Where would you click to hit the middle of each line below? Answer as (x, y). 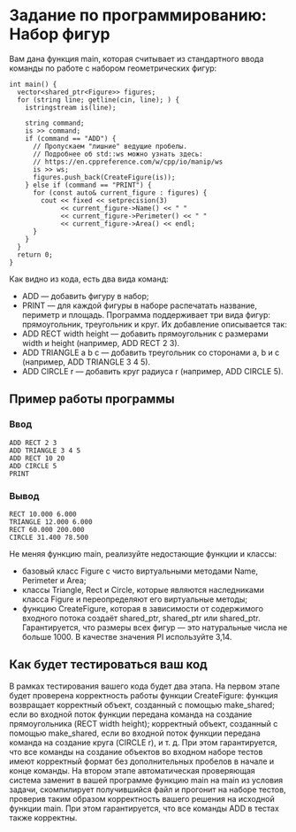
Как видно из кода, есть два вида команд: (89, 279)
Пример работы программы (92, 399)
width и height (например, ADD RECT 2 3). (101, 343)
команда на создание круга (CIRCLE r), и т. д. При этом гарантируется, (144, 742)
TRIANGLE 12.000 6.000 (51, 522)
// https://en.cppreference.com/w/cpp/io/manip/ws (128, 162)
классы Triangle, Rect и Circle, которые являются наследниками (143, 589)
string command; (55, 123)
